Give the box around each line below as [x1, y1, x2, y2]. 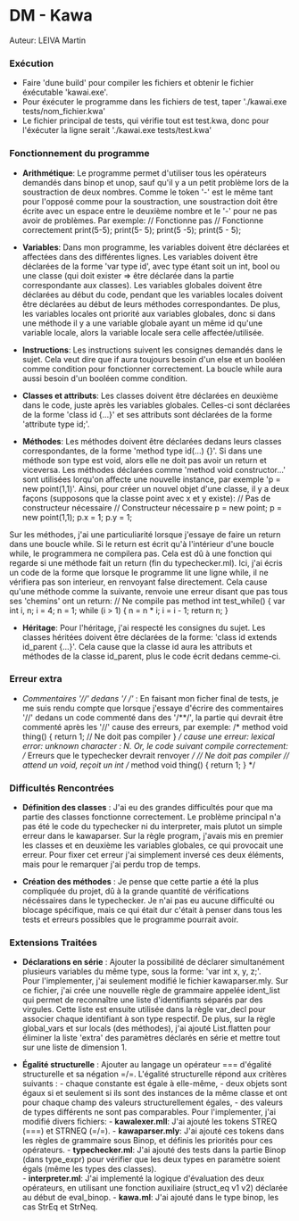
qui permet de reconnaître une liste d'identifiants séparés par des [21, 994, 263, 1005]
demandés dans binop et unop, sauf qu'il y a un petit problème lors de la [21, 177, 289, 187]
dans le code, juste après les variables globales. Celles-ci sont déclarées [21, 399, 291, 411]
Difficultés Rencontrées [9, 782, 114, 794]
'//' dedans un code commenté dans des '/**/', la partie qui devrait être [21, 711, 284, 723]
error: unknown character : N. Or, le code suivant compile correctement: [21, 740, 288, 751]
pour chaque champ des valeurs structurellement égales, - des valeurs [21, 1097, 284, 1108]
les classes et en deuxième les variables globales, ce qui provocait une [21, 840, 284, 851]
